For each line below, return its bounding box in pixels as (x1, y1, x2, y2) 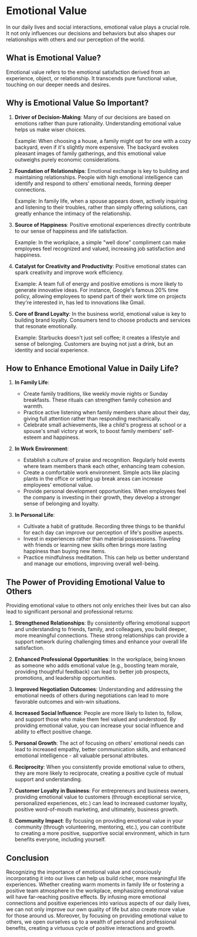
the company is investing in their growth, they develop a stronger (23, 494, 181, 501)
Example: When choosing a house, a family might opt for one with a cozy (14, 137, 191, 144)
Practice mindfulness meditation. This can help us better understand (23, 554, 189, 561)
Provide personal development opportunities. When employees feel (23, 488, 186, 495)
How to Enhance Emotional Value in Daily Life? (6, 363, 179, 373)
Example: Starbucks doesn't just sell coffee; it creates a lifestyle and (14, 334, 180, 341)
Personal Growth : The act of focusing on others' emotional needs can (14, 740, 185, 747)
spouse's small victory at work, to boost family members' (23, 428, 162, 435)
